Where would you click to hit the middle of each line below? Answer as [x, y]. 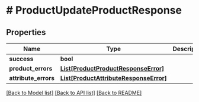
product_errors [31, 68]
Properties [26, 32]
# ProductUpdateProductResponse [94, 10]
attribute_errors [32, 78]
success [21, 59]
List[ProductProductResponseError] [112, 68]
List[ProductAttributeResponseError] [113, 78]
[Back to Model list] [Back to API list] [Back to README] [74, 93]
